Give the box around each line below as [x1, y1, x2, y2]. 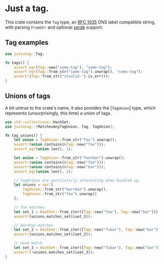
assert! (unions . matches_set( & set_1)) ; [14, 214, 93, 219]
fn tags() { [5, 60, 29, 65]
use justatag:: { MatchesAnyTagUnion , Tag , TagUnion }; [5, 124, 115, 129]
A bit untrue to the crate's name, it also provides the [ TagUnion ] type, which [5, 105, 156, 110]
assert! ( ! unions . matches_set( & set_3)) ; [14, 250, 95, 255]
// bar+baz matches [14, 223, 54, 228]
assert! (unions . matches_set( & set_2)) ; [14, 232, 93, 237]
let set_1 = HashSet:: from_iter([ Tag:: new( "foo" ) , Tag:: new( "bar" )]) [14, 209, 159, 214]
